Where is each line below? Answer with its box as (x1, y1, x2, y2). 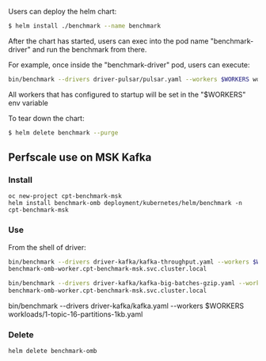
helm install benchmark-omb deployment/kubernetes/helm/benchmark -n (8, 199, 243, 207)
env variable (8, 98, 49, 108)
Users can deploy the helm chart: (8, 7, 117, 16)
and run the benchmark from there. (32, 44, 147, 54)
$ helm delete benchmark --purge (8, 128, 119, 137)
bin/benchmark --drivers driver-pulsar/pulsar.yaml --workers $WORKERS (8, 75, 249, 83)
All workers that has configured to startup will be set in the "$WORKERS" (8, 89, 246, 99)
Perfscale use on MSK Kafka (8, 150, 152, 165)
